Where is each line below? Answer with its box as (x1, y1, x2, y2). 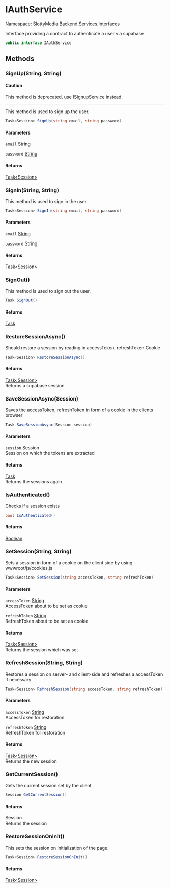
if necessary (5, 676, 32, 682)
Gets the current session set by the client (5, 783, 92, 789)
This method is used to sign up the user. (5, 108, 90, 115)
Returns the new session (5, 758, 57, 764)
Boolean (5, 535, 23, 541)
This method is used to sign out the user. (5, 288, 91, 294)
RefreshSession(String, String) (5, 659, 83, 667)
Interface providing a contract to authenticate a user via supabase (5, 30, 144, 36)
